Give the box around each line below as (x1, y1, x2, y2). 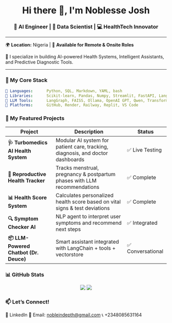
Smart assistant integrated (55, 238, 119, 245)
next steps (55, 225, 81, 232)
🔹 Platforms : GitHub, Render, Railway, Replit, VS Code (5, 102, 139, 108)
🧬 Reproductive (8, 170, 47, 178)
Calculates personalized (55, 191, 114, 199)
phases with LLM (55, 177, 97, 184)
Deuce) (8, 255, 27, 263)
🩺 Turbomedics (8, 139, 48, 146)
